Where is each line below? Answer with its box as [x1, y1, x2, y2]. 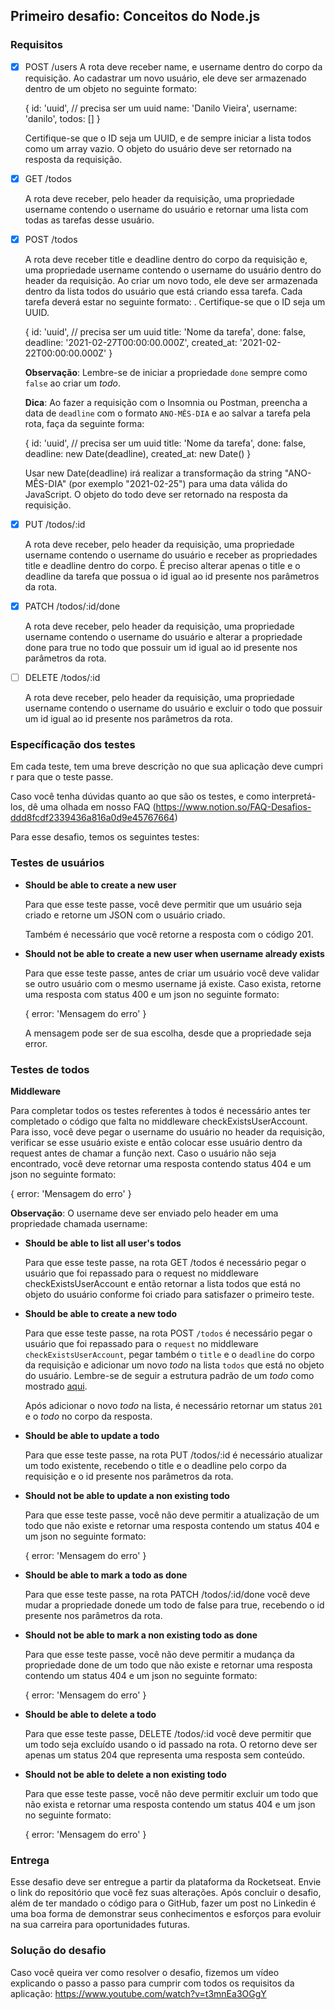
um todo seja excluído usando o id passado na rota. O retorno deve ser [24, 1738, 318, 1750]
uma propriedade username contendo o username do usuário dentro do [24, 264, 322, 276]
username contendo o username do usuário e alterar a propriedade [24, 631, 303, 643]
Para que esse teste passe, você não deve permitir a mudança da [24, 1648, 295, 1660]
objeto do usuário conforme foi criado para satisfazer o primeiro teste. [24, 1288, 315, 1300]
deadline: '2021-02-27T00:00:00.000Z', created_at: [24, 336, 238, 348]
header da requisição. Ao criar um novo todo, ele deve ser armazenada [24, 274, 318, 286]
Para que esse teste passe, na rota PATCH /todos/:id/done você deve [24, 1588, 311, 1600]
